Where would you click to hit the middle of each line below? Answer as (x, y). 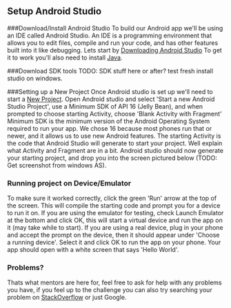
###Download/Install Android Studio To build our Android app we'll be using (115, 28)
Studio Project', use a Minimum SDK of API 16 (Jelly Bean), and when (105, 106)
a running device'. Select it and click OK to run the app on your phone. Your (114, 242)
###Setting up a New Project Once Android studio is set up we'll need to (110, 91)
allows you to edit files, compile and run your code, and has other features (113, 43)
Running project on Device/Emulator (69, 183)
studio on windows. (35, 78)
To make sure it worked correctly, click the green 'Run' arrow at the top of (112, 198)
